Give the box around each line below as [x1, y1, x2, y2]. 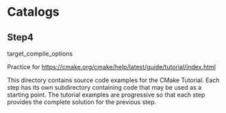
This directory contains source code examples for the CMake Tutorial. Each [7, 76, 221, 84]
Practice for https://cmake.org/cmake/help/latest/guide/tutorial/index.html [7, 63, 216, 71]
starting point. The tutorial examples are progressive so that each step [7, 90, 205, 99]
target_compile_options [7, 49, 73, 58]
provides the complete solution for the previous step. [7, 98, 157, 106]
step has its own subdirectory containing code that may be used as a [7, 84, 202, 91]
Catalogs [7, 4, 60, 20]
